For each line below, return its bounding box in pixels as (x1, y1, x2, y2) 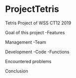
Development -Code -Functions (5, 49, 70, 55)
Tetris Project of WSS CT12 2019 (5, 20, 72, 26)
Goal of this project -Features (5, 29, 65, 35)
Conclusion (5, 68, 29, 74)
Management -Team (5, 39, 46, 45)
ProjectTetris (5, 3, 59, 15)
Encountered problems (5, 58, 52, 64)
